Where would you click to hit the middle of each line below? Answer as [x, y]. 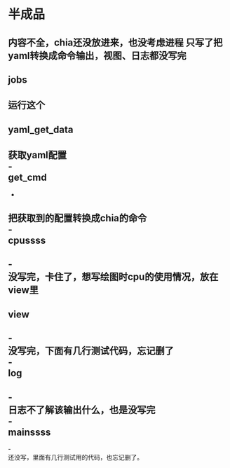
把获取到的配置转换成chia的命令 [77, 218]
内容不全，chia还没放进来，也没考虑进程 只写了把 [115, 42]
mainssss [29, 432]
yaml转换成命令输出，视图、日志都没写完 [97, 56]
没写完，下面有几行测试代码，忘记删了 [91, 351]
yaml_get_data [41, 129]
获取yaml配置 [38, 155]
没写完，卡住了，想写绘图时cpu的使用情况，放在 [113, 277]
